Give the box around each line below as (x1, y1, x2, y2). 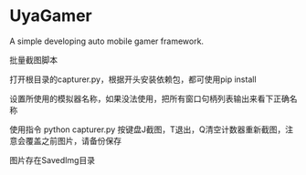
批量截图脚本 (9, 54, 58, 65)
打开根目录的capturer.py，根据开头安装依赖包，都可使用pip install (9, 74, 258, 85)
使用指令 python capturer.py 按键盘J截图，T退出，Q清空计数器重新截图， (9, 124, 286, 135)
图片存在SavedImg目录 (9, 154, 96, 165)
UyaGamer (9, 5, 93, 26)
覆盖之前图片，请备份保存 (25, 135, 121, 146)
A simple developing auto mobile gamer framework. (9, 36, 204, 46)
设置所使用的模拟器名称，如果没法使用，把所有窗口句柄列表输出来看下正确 (9, 93, 290, 104)
